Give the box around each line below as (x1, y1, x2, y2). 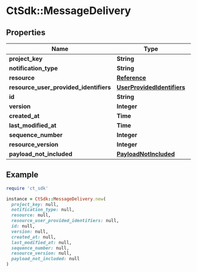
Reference (116, 74, 147, 81)
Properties (6, 28, 46, 38)
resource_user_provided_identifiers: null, (11, 218, 119, 224)
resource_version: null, (11, 250, 72, 256)
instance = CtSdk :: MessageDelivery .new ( (6, 196, 107, 202)
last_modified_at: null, (11, 239, 72, 246)
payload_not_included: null (11, 256, 80, 262)
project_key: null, (11, 201, 59, 208)
